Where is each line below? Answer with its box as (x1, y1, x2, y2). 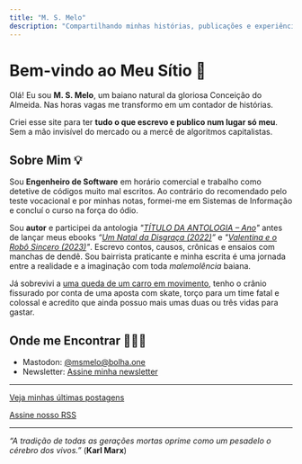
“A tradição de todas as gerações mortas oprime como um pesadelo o (9, 435, 271, 446)
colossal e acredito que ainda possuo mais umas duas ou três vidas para (9, 298, 279, 308)
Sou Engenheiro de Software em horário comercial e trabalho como (9, 176, 262, 187)
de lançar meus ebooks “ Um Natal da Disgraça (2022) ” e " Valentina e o (9, 232, 278, 243)
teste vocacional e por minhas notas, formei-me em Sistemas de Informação (9, 195, 293, 207)
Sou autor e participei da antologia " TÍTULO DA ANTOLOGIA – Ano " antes (9, 222, 283, 234)
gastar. (9, 307, 35, 317)
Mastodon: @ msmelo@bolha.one (22, 357, 147, 368)
